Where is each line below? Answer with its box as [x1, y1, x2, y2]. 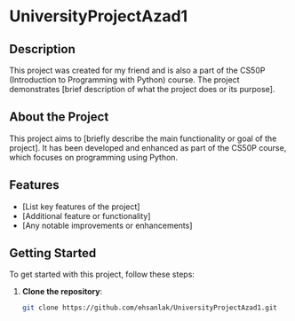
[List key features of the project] [21, 201, 140, 212]
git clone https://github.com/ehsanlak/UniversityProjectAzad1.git [21, 303, 277, 312]
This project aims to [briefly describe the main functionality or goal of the [9, 133, 277, 144]
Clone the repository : [21, 286, 103, 297]
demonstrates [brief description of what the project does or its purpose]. [9, 84, 275, 94]
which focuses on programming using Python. [9, 152, 179, 162]
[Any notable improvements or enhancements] [21, 220, 193, 231]
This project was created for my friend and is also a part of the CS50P [9, 65, 266, 75]
